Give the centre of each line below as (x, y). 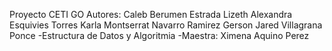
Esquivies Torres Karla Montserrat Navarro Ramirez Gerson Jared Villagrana (166, 25)
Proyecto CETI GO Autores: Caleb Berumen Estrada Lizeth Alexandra (151, 14)
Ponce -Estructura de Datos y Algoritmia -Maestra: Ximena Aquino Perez (159, 35)
